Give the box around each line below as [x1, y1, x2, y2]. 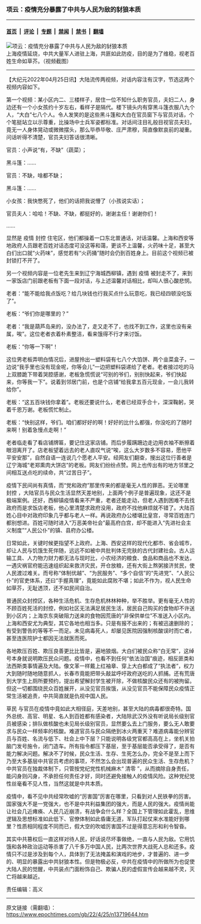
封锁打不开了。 [6, 257, 43, 264]
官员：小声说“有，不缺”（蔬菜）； [6, 146, 87, 154]
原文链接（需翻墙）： [6, 904, 56, 911]
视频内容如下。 [6, 83, 43, 91]
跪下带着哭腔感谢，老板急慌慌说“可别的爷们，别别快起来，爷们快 [22, 371, 182, 378]
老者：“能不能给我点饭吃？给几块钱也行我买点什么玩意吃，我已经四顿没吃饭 [6, 290, 193, 297]
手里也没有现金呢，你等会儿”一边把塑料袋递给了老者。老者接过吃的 [24, 363, 190, 370]
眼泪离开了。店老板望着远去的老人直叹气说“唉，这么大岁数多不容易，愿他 [6, 446, 187, 453]
